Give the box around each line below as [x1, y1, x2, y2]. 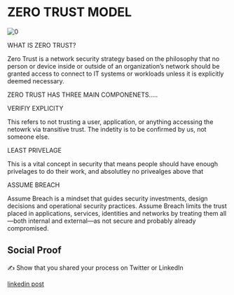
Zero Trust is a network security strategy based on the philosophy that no [7, 54, 220, 63]
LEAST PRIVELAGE [7, 146, 62, 154]
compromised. [7, 224, 49, 232]
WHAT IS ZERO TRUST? [7, 41, 76, 49]
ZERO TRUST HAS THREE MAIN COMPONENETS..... [7, 90, 158, 99]
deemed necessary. [7, 76, 64, 85]
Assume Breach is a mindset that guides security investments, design [7, 194, 208, 203]
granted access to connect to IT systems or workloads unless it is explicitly [7, 69, 224, 78]
